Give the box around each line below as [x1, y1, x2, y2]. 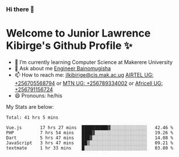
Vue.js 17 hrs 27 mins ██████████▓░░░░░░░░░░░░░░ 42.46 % [6, 124, 174, 130]
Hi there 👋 [6, 5, 35, 13]
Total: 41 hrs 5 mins [6, 115, 59, 120]
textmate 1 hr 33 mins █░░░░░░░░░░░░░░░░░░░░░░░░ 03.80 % [6, 145, 174, 151]
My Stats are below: [6, 103, 54, 110]
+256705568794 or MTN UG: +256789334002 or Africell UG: [14, 80, 163, 87]
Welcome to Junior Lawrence [6, 27, 151, 40]
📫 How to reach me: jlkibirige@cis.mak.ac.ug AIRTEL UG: [14, 71, 154, 78]
